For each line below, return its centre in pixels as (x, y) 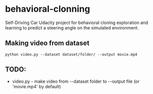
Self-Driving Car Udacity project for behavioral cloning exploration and (77, 23)
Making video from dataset (47, 43)
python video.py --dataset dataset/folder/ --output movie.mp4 (71, 54)
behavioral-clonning (47, 9)
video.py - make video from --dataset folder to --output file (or (76, 81)
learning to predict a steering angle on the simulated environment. (72, 27)
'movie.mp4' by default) (37, 86)
